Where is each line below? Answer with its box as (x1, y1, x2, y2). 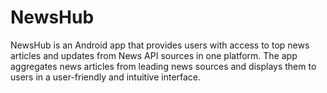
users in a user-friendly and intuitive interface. (10, 71, 202, 83)
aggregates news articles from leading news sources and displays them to (10, 60, 317, 72)
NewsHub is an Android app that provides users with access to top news (10, 39, 310, 51)
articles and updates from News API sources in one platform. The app (10, 49, 298, 61)
